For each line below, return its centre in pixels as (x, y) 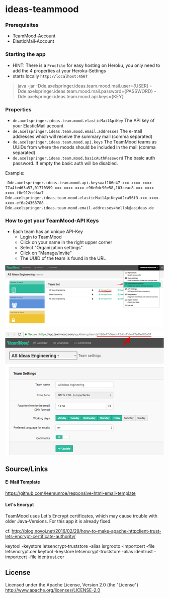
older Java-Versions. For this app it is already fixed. (58, 521)
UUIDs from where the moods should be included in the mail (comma (84, 147)
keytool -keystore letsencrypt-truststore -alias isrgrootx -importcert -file (80, 546)
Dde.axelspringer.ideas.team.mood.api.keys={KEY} (71, 96)
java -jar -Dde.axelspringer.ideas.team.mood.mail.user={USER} (83, 86)
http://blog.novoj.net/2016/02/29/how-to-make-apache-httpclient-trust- (87, 531)
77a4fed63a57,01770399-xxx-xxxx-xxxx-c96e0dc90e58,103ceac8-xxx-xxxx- (81, 188)
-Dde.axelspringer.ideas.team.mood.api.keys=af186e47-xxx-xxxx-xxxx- (80, 183)
